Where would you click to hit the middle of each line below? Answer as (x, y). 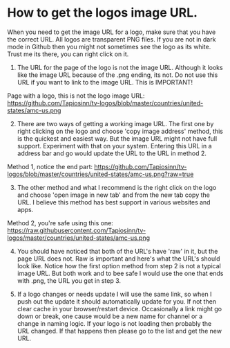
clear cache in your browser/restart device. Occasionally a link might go (119, 308)
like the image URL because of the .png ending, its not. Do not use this (117, 75)
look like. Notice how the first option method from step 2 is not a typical (119, 266)
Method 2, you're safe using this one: (60, 223)
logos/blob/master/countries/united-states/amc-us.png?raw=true (100, 174)
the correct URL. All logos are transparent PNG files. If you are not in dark (112, 39)
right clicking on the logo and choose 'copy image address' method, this (120, 131)
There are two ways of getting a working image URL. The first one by (115, 123)
